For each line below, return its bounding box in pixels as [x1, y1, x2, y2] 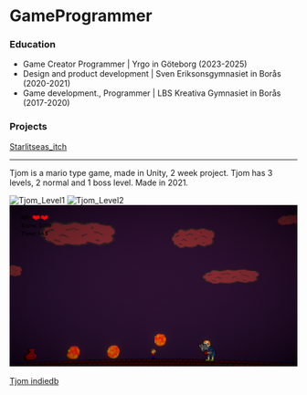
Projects [9, 120, 48, 133]
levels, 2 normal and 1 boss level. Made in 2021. [9, 177, 189, 188]
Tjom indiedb [9, 376, 59, 387]
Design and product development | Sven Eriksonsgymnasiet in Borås [22, 68, 281, 79]
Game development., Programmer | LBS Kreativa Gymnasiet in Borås [22, 88, 281, 99]
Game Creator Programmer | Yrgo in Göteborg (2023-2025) [22, 58, 248, 69]
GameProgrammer [9, 5, 153, 26]
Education [9, 38, 57, 51]
